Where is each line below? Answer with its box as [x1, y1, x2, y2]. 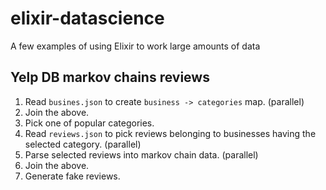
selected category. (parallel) [24, 138, 142, 150]
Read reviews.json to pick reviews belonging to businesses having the [24, 127, 317, 139]
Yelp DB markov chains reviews [10, 69, 210, 86]
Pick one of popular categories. [24, 117, 155, 129]
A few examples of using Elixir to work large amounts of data [10, 40, 261, 52]
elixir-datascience [10, 7, 165, 30]
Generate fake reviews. [24, 170, 121, 182]
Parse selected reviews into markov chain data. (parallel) [24, 148, 259, 161]
